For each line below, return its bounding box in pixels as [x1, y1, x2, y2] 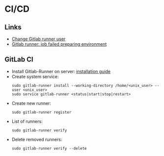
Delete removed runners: [11, 136, 62, 142]
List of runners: [11, 118, 43, 124]
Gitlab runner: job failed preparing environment [11, 41, 107, 47]
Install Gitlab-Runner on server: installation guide [11, 68, 111, 74]
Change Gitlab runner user [11, 36, 66, 42]
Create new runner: [11, 100, 51, 106]
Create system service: [11, 74, 59, 79]
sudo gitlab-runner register [11, 109, 72, 115]
